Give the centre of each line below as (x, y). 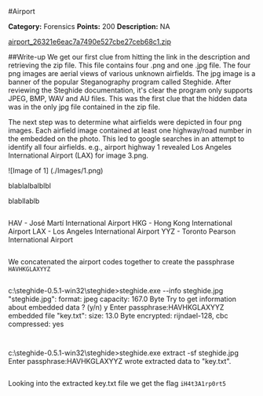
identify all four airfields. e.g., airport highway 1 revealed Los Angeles (120, 147)
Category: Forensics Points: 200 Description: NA (89, 26)
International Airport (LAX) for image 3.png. (79, 155)
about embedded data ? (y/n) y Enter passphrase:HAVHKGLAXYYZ (116, 307)
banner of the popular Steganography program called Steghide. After (120, 82)
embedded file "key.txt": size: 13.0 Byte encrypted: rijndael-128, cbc (118, 316)
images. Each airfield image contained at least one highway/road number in (130, 130)
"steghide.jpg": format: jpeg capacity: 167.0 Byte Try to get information (122, 299)
